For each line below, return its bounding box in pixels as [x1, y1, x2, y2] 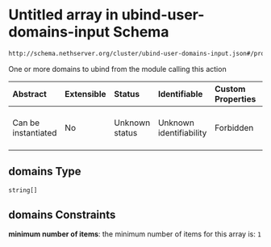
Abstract [12, 88, 47, 99]
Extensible [64, 88, 106, 99]
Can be [12, 117, 40, 128]
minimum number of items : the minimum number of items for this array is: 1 [8, 229, 262, 239]
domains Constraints [8, 208, 116, 222]
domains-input [8, 23, 110, 41]
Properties [215, 93, 256, 104]
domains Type [8, 165, 82, 178]
